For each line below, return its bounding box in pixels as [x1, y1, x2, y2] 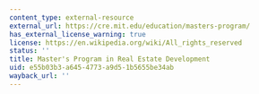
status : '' [9, 47, 50, 56]
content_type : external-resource [9, 13, 134, 22]
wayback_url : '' [9, 72, 70, 81]
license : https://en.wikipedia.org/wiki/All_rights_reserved [9, 38, 243, 47]
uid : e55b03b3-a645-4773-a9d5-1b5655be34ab [9, 64, 175, 73]
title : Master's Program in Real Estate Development [9, 55, 211, 64]
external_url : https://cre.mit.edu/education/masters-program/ [9, 21, 251, 30]
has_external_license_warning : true [9, 30, 146, 38]
